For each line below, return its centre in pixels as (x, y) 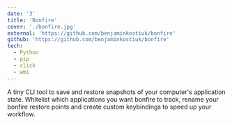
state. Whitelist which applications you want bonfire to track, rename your (113, 99)
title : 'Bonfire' (32, 20)
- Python (26, 53)
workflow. (21, 114)
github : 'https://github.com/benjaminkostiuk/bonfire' (88, 40)
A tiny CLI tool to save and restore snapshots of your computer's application (116, 92)
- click (25, 65)
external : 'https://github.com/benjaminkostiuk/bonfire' (92, 33)
